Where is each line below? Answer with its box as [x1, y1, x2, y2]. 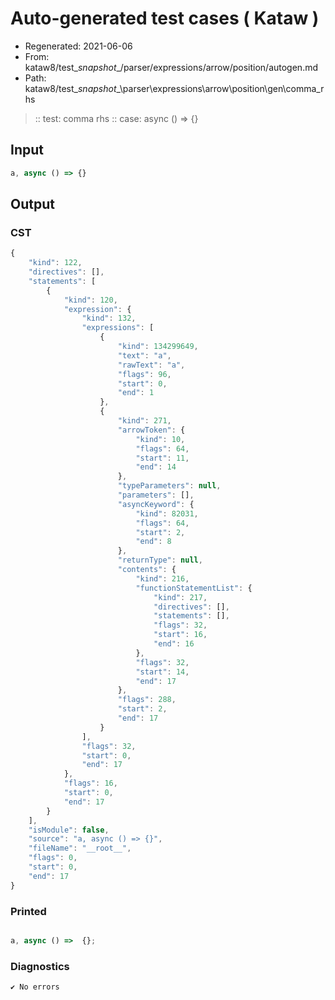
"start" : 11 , [135, 453, 190, 463]
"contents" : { [117, 565, 177, 575]
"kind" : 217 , [153, 592, 208, 602]
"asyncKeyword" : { [117, 499, 195, 509]
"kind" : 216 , [135, 573, 190, 584]
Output [10, 196, 55, 213]
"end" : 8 [135, 537, 172, 547]
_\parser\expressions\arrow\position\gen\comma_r [116, 82, 325, 94]
